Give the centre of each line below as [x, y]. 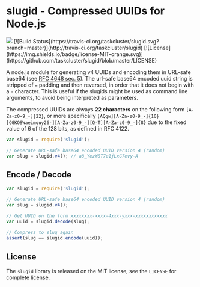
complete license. [28, 277]
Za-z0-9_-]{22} [25, 116]
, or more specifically [70, 116]
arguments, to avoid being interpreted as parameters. [72, 97]
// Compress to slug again [40, 232]
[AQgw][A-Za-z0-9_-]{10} [128, 116]
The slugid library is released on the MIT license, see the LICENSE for [91, 271]
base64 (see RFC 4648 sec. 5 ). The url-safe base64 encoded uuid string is [100, 78]
